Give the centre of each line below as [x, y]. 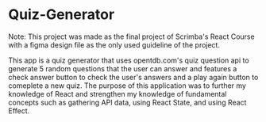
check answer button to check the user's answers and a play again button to [133, 77]
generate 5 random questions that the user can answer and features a [123, 68]
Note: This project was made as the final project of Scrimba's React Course [132, 36]
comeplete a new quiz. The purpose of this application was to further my [127, 86]
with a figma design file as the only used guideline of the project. [114, 44]
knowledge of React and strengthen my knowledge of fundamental [118, 93]
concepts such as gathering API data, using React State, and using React [127, 102]
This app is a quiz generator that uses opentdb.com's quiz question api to [129, 60]
